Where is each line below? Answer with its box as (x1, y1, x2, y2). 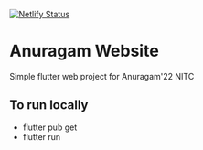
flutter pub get (22, 122, 78, 133)
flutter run (22, 131, 61, 142)
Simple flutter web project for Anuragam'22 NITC (9, 70, 195, 81)
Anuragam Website (9, 41, 160, 61)
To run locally (9, 97, 89, 113)
